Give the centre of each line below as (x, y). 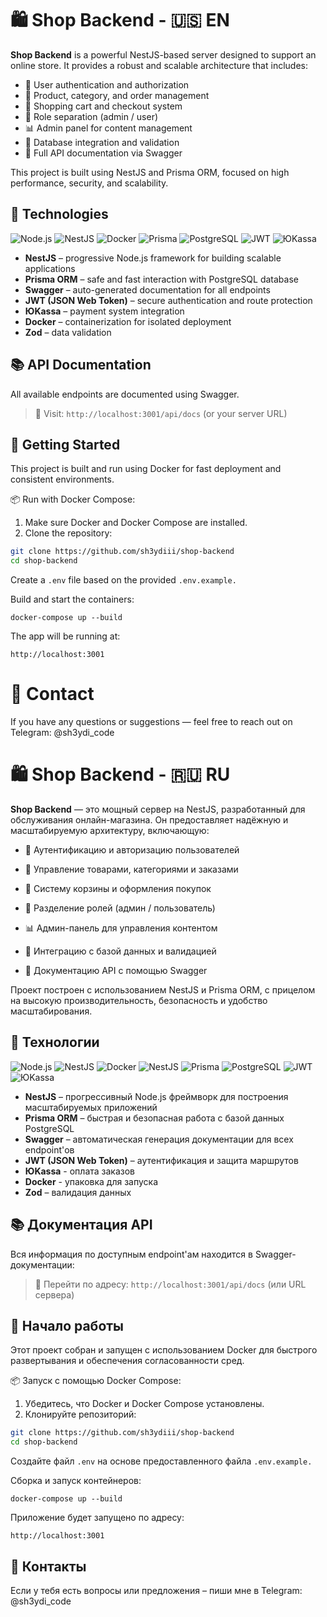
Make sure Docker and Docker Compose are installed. (136, 523)
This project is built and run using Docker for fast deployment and (146, 469)
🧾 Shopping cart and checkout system (103, 106)
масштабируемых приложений (91, 1107)
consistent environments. (62, 479)
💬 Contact (52, 694)
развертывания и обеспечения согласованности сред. (127, 1361)
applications (50, 268)
